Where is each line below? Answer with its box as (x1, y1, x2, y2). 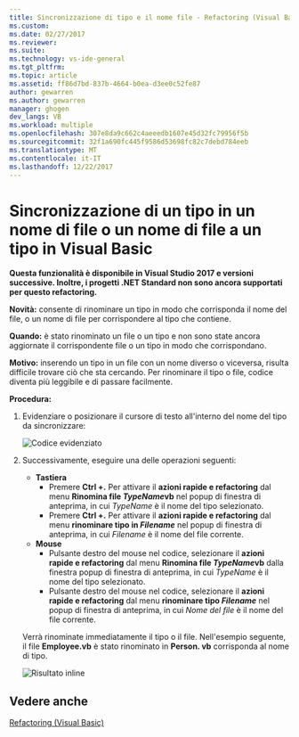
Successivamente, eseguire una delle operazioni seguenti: (21, 455, 237, 466)
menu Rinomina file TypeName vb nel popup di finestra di (48, 491, 261, 502)
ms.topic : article (9, 71, 77, 80)
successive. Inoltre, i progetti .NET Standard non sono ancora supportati (9, 277, 283, 288)
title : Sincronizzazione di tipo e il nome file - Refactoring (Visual (9, 12, 280, 22)
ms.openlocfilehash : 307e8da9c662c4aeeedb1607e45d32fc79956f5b (9, 129, 249, 138)
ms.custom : (9, 21, 50, 30)
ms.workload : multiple (9, 121, 93, 130)
